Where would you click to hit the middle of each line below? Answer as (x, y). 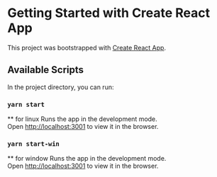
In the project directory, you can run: (61, 87)
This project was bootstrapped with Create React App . (87, 47)
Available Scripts (45, 70)
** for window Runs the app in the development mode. (87, 159)
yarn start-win (34, 144)
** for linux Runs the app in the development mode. (82, 119)
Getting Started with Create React (109, 13)
